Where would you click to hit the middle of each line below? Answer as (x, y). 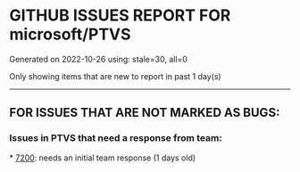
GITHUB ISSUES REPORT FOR (120, 16)
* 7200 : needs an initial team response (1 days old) (103, 158)
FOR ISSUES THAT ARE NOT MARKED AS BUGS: (145, 113)
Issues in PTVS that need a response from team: (116, 138)
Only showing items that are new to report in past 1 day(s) (115, 76)
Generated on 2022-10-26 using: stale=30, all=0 (98, 59)
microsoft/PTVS (70, 34)
